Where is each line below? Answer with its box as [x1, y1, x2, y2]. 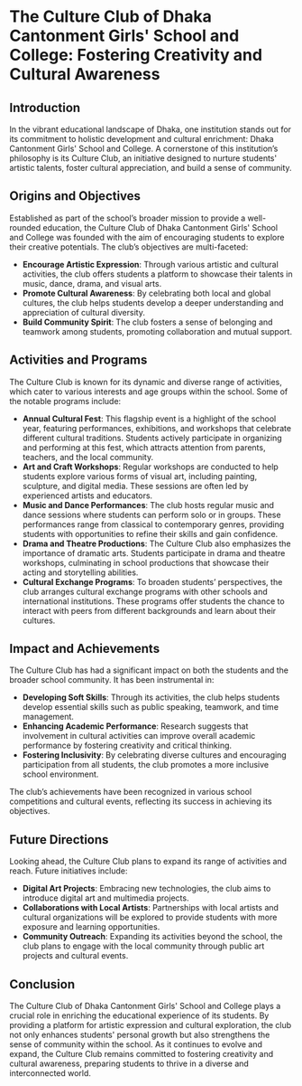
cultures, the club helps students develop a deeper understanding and [22, 297, 284, 308]
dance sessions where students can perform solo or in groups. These [22, 509, 281, 520]
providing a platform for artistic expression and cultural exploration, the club [9, 1020, 292, 1031]
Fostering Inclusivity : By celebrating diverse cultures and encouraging [22, 750, 287, 760]
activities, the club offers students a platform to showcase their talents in [22, 269, 293, 279]
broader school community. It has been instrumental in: [9, 675, 215, 685]
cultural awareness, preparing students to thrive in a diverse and [9, 1058, 250, 1069]
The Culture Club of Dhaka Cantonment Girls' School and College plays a [9, 1001, 281, 1012]
